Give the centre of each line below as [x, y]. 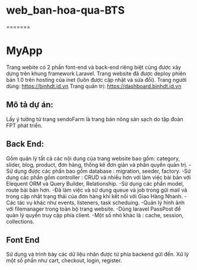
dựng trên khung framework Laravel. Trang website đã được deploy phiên [96, 73]
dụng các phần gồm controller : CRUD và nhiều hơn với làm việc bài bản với [99, 177]
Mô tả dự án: [30, 105]
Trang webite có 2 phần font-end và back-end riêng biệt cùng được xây [94, 67]
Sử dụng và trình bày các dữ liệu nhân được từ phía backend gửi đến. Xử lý [97, 254]
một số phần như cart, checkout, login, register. [64, 261]
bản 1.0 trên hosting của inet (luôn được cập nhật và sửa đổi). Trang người [96, 80]
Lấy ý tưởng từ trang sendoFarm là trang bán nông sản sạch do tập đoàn [95, 119]
